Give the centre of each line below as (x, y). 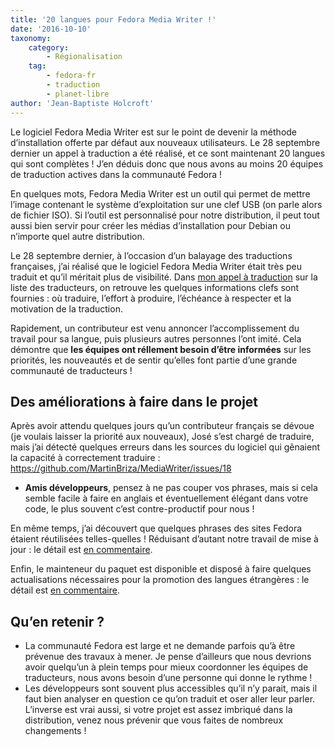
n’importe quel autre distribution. (77, 236)
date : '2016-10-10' (51, 29)
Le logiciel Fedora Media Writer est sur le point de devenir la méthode (154, 132)
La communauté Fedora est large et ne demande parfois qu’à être (160, 646)
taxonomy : (31, 38)
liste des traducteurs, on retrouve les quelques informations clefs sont (155, 287)
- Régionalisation (84, 57)
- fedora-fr (71, 76)
